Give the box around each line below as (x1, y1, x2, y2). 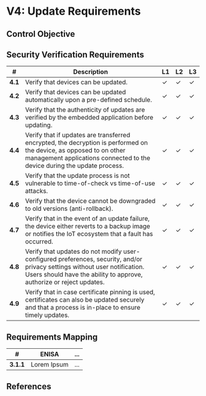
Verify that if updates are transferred (25, 131, 131, 139)
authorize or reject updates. (25, 278, 105, 286)
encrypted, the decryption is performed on (25, 139, 148, 147)
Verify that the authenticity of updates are (25, 105, 145, 114)
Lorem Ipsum (30, 360, 69, 369)
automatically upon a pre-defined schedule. (25, 96, 152, 104)
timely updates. (25, 311, 69, 319)
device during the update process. (25, 161, 124, 170)
